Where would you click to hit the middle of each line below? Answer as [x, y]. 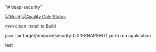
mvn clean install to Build [30, 26]
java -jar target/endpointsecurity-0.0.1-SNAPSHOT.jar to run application [78, 36]
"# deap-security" [24, 7]
